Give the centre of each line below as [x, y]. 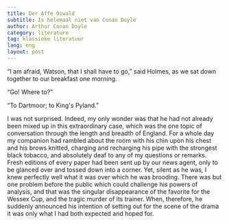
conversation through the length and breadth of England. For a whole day [111, 133]
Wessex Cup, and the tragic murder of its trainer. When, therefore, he [105, 199]
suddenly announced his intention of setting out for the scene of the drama [113, 206]
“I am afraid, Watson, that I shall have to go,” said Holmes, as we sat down [112, 71]
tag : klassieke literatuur [46, 39]
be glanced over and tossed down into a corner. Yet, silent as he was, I [107, 170]
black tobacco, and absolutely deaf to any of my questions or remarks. [107, 155]
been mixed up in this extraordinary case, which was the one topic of [105, 126]
